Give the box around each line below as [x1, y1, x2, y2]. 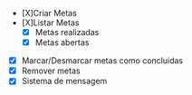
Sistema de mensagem [21, 76, 108, 87]
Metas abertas [34, 37, 90, 48]
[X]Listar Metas [21, 17, 80, 28]
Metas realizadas [34, 27, 100, 37]
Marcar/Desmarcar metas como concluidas [21, 55, 183, 66]
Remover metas [21, 65, 81, 76]
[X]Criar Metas [21, 8, 78, 18]
